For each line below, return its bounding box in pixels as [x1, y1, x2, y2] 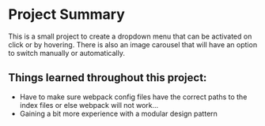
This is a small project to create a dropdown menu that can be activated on [8, 31, 252, 41]
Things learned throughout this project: [8, 71, 207, 84]
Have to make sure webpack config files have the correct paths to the [19, 92, 248, 102]
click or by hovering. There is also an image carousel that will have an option [8, 39, 258, 49]
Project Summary [8, 6, 125, 24]
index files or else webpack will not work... [19, 100, 159, 109]
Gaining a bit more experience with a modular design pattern [19, 109, 218, 118]
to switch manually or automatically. [8, 48, 125, 57]
